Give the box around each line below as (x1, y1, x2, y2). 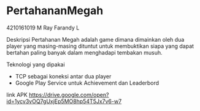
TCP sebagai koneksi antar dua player (15, 72, 112, 80)
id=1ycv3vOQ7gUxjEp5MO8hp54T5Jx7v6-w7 (6, 98, 122, 105)
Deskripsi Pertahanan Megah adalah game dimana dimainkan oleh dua (6, 36, 185, 43)
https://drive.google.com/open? (28, 91, 109, 98)
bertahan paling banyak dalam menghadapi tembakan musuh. (6, 48, 163, 56)
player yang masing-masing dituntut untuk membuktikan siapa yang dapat (6, 42, 194, 50)
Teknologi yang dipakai (6, 61, 66, 68)
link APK (6, 91, 28, 98)
